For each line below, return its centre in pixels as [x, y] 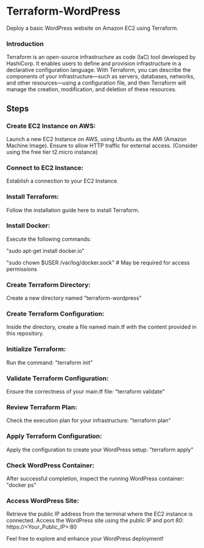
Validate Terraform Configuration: [58, 378]
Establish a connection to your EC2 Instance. [62, 181]
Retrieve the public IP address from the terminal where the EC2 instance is [100, 514]
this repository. [25, 333]
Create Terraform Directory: [49, 285]
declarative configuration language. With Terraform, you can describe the [99, 70]
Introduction [25, 44]
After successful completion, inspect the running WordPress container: [95, 478]
